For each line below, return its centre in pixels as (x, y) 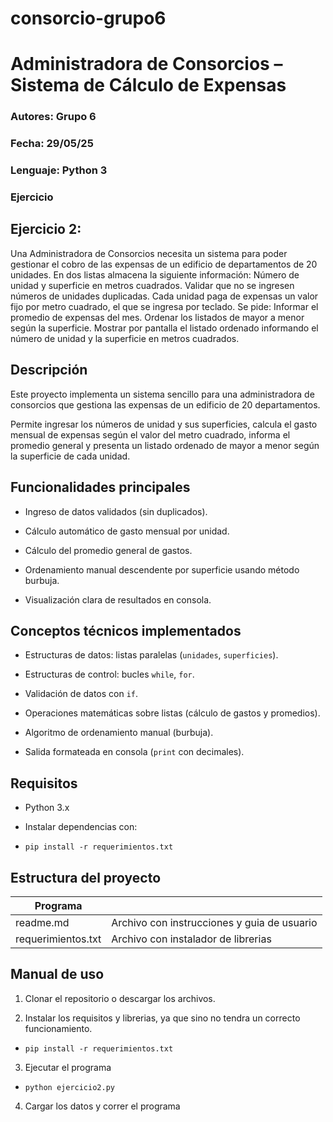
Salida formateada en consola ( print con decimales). (134, 752)
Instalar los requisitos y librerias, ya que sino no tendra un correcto (162, 1018)
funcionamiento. (58, 1028)
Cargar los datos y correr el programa (102, 1106)
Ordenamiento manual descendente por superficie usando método (162, 569)
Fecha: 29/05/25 (52, 144)
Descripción (49, 370)
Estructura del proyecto (86, 877)
